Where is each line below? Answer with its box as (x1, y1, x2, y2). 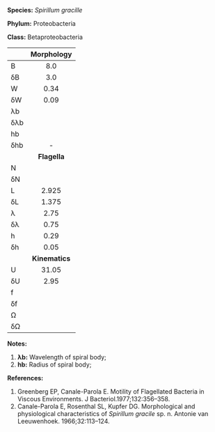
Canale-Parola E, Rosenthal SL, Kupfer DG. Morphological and (17, 402, 196, 410)
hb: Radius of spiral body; (17, 360, 92, 369)
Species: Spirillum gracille (7, 6, 83, 14)
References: (7, 374, 44, 382)
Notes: (7, 339, 28, 348)
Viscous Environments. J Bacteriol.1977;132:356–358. (17, 395, 170, 403)
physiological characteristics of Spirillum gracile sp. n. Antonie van (17, 410, 209, 417)
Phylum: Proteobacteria (7, 20, 77, 27)
